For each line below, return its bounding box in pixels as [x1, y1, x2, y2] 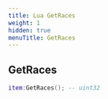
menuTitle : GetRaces [8, 33, 76, 42]
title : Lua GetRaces [8, 11, 76, 20]
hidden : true [8, 26, 51, 34]
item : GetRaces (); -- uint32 [8, 84, 101, 92]
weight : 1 [8, 19, 41, 27]
